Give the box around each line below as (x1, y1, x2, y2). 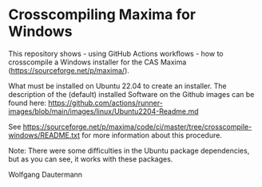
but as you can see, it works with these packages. (8, 154, 173, 164)
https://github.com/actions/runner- (47, 98, 164, 107)
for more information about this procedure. (81, 130, 222, 140)
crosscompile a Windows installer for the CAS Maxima (8, 57, 187, 67)
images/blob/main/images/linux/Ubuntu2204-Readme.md (8, 106, 199, 116)
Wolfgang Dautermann (8, 169, 82, 179)
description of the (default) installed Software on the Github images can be (8, 89, 255, 99)
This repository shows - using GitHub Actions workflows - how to (8, 49, 224, 58)
